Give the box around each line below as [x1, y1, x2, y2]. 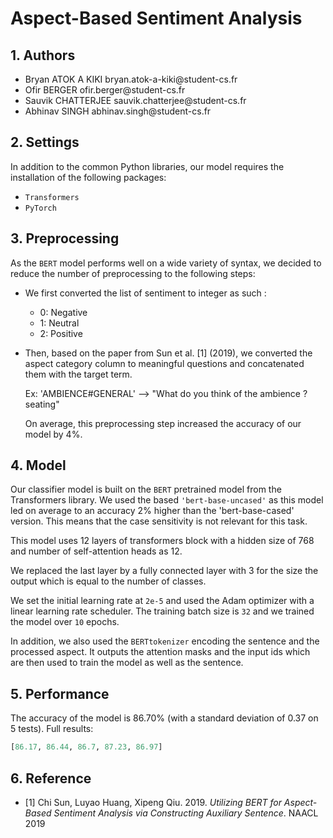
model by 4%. [24, 428, 83, 440]
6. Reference [10, 770, 92, 787]
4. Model [10, 457, 67, 474]
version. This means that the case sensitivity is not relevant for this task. [10, 515, 308, 527]
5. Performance [10, 685, 110, 702]
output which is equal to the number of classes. [10, 575, 207, 587]
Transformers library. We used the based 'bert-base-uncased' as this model [10, 494, 324, 506]
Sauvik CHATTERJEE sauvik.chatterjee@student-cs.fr [24, 95, 247, 106]
